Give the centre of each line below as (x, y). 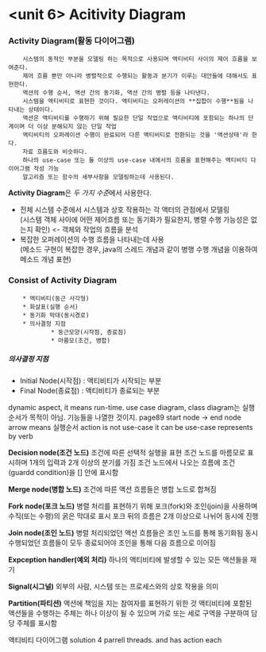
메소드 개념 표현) (45, 259)
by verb (21, 436)
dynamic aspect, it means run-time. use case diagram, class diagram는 (124, 407)
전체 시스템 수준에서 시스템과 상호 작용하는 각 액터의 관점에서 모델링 (125, 210)
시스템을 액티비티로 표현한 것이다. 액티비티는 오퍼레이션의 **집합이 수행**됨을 (133, 102)
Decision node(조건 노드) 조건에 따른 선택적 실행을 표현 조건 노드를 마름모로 (127, 452)
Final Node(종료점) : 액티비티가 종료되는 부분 (90, 390)
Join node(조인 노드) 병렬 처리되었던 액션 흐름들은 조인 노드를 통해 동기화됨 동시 (133, 532)
